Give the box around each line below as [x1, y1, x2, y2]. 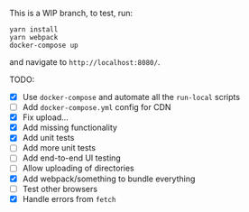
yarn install [9, 25, 59, 34]
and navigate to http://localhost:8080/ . [9, 57, 161, 67]
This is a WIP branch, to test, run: [9, 8, 134, 18]
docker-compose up [9, 41, 78, 50]
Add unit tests [22, 133, 75, 143]
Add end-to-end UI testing [22, 152, 122, 163]
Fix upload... [22, 112, 69, 123]
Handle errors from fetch [22, 193, 116, 204]
